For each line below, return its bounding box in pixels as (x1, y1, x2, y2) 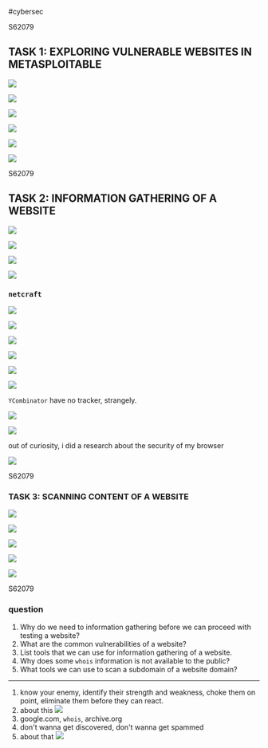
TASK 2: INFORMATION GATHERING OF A (8, 191, 218, 206)
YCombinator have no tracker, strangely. (8, 395, 137, 405)
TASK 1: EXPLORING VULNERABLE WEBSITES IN (8, 45, 253, 59)
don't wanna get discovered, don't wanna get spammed (19, 722, 204, 732)
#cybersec (8, 7, 44, 16)
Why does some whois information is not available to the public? (19, 655, 230, 665)
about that (19, 731, 54, 741)
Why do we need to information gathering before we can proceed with (19, 622, 251, 632)
